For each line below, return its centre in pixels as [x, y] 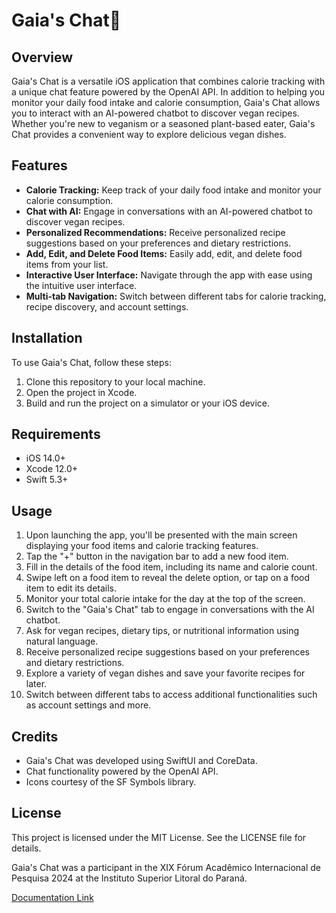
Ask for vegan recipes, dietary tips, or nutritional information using [162, 631]
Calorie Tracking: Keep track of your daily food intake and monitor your [173, 190]
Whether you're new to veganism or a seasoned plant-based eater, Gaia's [163, 123]
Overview [42, 57]
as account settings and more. [88, 705]
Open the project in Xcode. [81, 392]
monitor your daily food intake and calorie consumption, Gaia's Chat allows [166, 102]
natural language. [62, 641]
